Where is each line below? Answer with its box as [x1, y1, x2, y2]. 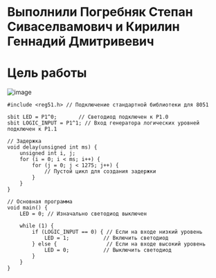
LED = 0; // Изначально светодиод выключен [19, 210, 147, 218]
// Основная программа [7, 198, 73, 205]
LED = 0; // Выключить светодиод [44, 247, 172, 254]
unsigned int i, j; [19, 150, 76, 157]
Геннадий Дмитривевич [7, 34, 154, 49]
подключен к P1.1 [7, 126, 57, 133]
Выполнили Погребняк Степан [7, 4, 193, 20]
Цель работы [7, 65, 87, 81]
